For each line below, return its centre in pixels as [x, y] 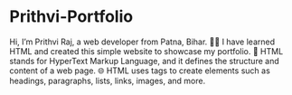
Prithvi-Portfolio [71, 17]
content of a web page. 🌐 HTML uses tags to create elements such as [140, 71]
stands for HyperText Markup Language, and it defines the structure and [144, 61]
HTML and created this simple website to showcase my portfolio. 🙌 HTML [146, 51]
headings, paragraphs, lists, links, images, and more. [108, 81]
